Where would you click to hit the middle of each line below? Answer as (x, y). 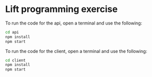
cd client (16, 60)
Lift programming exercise (61, 9)
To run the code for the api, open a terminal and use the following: (74, 23)
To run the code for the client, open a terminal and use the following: (76, 51)
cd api (12, 32)
